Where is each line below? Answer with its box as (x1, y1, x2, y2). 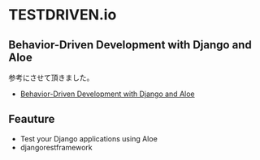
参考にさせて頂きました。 (8, 73, 94, 82)
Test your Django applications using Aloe (19, 133, 158, 143)
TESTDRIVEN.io (8, 6, 117, 24)
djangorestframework (19, 142, 93, 152)
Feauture (8, 112, 55, 126)
